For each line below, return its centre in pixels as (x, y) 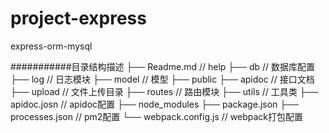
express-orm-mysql (51, 46)
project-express (78, 18)
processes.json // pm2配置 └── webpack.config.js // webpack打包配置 (156, 116)
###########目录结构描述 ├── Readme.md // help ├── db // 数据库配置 (163, 66)
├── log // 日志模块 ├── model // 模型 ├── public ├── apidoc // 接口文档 (162, 79)
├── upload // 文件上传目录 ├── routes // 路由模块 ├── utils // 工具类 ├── (164, 91)
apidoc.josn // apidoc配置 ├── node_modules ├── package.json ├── (155, 104)
